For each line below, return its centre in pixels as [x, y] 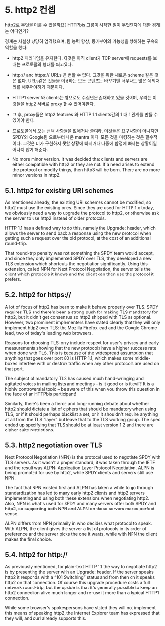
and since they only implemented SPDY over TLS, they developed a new [78, 258]
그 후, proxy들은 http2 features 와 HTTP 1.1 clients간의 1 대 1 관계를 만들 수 [85, 114]
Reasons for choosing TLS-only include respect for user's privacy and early [82, 342]
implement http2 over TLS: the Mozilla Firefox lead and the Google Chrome [81, 328]
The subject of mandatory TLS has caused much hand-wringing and [75, 378]
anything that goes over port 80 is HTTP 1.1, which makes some [69, 358]
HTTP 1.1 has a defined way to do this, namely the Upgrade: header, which [81, 228]
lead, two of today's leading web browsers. [49, 333]
